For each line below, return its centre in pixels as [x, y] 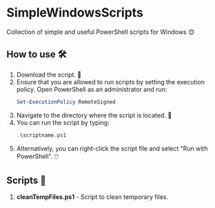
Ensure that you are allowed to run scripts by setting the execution [110, 82]
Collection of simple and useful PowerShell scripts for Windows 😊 [101, 32]
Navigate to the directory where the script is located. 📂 [94, 115]
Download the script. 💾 [49, 75]
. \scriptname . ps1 [41, 135]
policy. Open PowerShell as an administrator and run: [92, 89]
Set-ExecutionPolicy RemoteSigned [66, 102]
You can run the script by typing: [63, 122]
